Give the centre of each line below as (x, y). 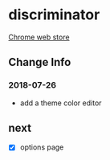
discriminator (54, 15)
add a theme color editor (61, 103)
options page (42, 147)
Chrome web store (39, 37)
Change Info (40, 62)
